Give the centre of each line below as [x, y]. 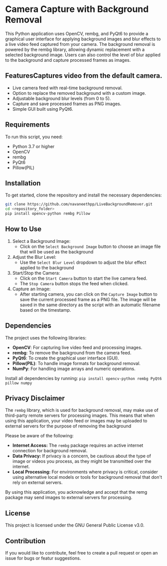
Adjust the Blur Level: [34, 257]
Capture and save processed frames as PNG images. [67, 104]
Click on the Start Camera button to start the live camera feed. [83, 278]
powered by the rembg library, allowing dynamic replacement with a [75, 49]
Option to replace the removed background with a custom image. [79, 93]
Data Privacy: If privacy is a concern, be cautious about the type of [82, 456]
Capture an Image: [31, 289]
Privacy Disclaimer [35, 398]
